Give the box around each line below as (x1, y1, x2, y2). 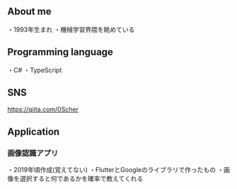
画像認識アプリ (7, 148, 59, 158)
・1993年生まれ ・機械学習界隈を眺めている (7, 25, 135, 34)
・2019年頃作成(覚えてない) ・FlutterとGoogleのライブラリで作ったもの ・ (7, 166, 224, 174)
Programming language (7, 46, 113, 59)
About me (7, 6, 52, 18)
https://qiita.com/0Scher (7, 105, 79, 114)
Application (7, 126, 60, 138)
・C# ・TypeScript (7, 66, 62, 74)
